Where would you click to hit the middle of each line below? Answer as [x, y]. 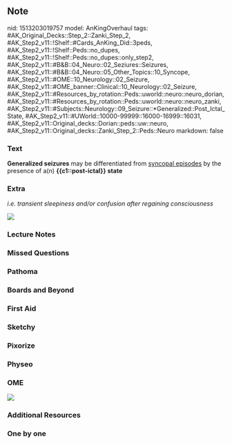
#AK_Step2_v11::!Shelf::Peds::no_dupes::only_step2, [80, 57]
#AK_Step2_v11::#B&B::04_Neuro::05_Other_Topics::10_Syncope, [98, 72]
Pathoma [22, 272]
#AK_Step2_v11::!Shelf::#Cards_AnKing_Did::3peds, [80, 42]
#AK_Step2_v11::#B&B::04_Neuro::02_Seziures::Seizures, [88, 64]
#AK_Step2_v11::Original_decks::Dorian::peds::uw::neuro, [88, 123]
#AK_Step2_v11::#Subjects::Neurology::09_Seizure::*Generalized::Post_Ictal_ [116, 108]
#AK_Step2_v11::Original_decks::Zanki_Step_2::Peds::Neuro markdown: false [115, 130]
